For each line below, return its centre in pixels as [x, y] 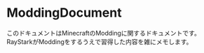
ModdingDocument [64, 13]
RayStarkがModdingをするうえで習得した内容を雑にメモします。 [100, 41]
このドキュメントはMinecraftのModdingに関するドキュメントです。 [103, 33]
